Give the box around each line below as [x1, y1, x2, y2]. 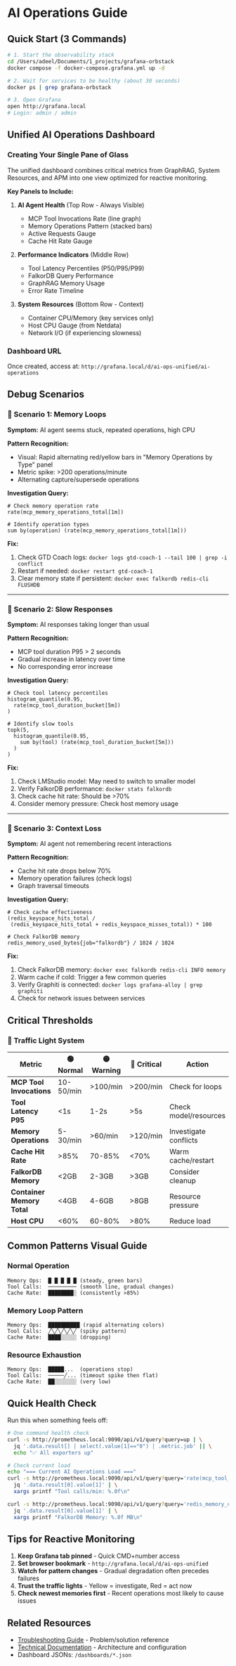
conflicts [169, 1135, 198, 1145]
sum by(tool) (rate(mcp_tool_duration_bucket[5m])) [20, 738, 174, 746]
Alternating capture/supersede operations [17, 475, 139, 483]
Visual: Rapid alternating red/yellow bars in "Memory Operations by [17, 453, 213, 461]
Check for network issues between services [17, 994, 145, 1003]
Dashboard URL [7, 346, 62, 356]
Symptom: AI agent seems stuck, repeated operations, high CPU [7, 425, 195, 434]
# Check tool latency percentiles [7, 689, 109, 696]
